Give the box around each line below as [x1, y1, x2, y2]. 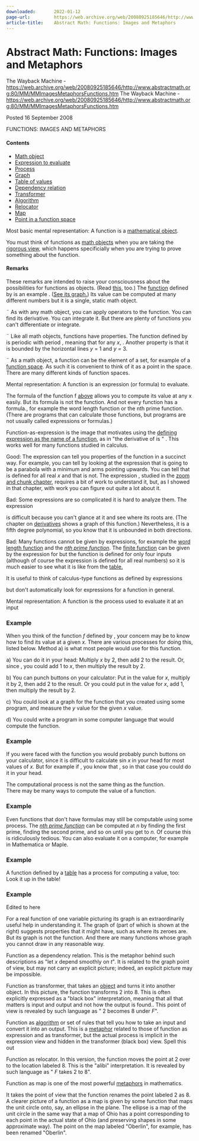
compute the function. [6, 722, 60, 730]
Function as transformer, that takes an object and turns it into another [6, 983, 176, 990]
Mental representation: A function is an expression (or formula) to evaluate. [6, 380, 190, 387]
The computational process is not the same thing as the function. [6, 781, 165, 788]
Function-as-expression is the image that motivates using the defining [6, 428, 178, 436]
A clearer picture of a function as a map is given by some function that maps [6, 1098, 193, 1105]
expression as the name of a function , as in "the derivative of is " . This [6, 435, 179, 442]
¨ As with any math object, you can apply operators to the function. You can [6, 308, 192, 315]
